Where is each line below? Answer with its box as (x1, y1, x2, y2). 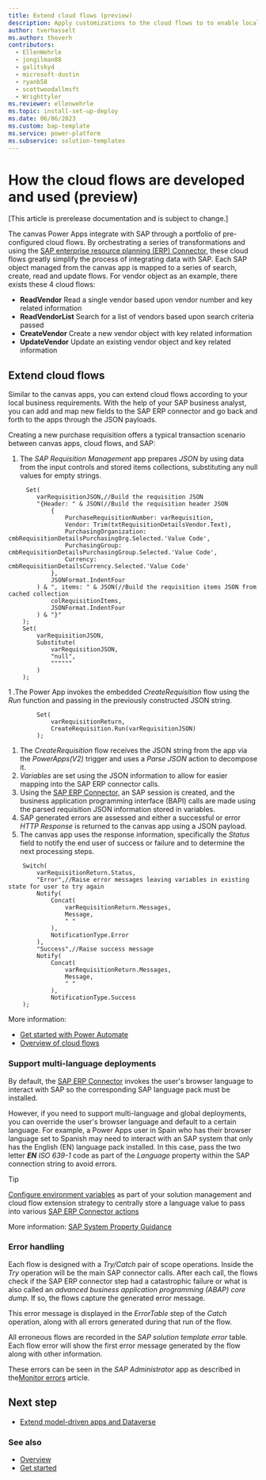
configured (8, 238, 44, 247)
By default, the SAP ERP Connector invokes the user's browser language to (8, 1076, 253, 1085)
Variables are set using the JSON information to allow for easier (19, 771, 228, 780)
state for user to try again (8, 883, 104, 891)
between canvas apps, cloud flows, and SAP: (8, 439, 156, 448)
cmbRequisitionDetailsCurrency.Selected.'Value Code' (8, 563, 190, 570)
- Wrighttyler (15, 93, 62, 101)
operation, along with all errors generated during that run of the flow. (8, 1317, 232, 1326)
